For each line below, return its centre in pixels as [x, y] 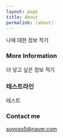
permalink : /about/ [30, 23]
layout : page [22, 12]
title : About [22, 17]
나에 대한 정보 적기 [27, 40]
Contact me [23, 116]
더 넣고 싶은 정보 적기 [30, 69]
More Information [31, 56]
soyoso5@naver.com [31, 129]
